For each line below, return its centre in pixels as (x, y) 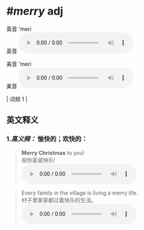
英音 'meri (19, 29)
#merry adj (35, 11)
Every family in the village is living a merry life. (80, 193)
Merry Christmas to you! (53, 153)
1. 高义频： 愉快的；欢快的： (47, 139)
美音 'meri (19, 64)
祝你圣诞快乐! (38, 160)
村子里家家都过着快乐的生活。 (59, 200)
